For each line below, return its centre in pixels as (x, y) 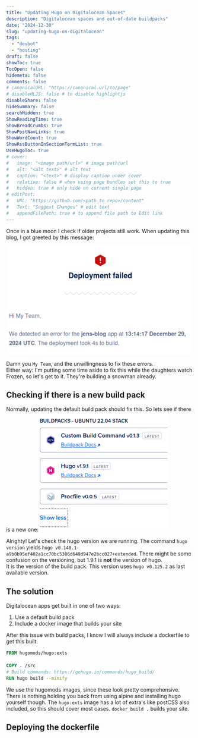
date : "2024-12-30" (30, 25)
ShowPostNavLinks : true (36, 132)
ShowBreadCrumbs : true (34, 125)
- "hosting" (26, 51)
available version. (28, 573)
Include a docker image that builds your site (68, 624)
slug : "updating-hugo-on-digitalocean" (55, 32)
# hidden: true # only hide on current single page (74, 188)
